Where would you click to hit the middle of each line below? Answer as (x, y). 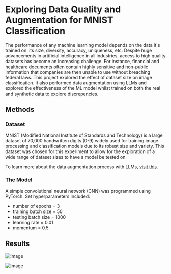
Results (18, 244)
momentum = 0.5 (31, 228)
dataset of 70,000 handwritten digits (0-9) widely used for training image (82, 140)
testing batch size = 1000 (39, 217)
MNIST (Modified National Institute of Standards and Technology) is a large (84, 135)
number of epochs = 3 (36, 206)
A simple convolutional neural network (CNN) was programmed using (78, 191)
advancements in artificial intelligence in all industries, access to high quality (85, 56)
